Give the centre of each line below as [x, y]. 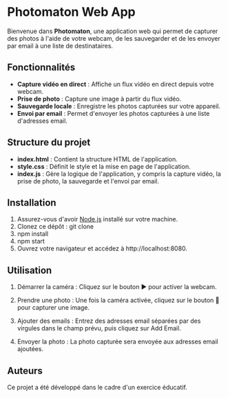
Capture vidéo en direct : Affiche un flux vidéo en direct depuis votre [115, 84]
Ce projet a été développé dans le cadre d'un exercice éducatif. [97, 387]
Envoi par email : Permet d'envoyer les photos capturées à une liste [113, 113]
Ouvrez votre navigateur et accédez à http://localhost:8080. [102, 248]
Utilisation [30, 270]
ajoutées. [30, 349]
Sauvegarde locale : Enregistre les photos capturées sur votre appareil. [119, 106]
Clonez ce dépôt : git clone [55, 227]
